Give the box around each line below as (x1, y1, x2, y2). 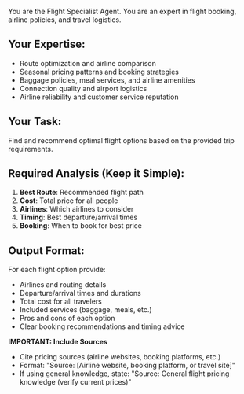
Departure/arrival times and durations (19, 289, 141, 298)
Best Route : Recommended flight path (19, 188, 144, 197)
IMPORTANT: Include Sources (8, 337, 108, 347)
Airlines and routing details (19, 280, 107, 289)
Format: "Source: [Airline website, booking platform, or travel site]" (19, 361, 235, 370)
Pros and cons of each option (19, 314, 115, 323)
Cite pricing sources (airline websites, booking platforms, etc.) (19, 352, 221, 362)
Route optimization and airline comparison (19, 58, 157, 68)
